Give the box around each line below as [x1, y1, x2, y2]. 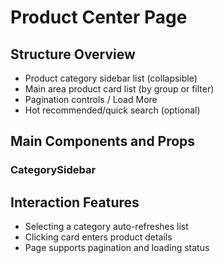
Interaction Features [10, 194, 140, 211]
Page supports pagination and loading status [24, 242, 210, 254]
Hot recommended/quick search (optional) [24, 104, 201, 116]
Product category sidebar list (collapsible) [24, 72, 198, 84]
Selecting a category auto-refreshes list [24, 221, 189, 233]
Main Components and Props [10, 133, 196, 150]
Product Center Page [10, 6, 188, 29]
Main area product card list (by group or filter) [24, 83, 215, 95]
